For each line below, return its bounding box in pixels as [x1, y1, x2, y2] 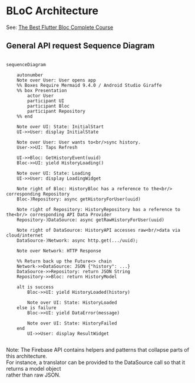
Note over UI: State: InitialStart [16, 124, 104, 129]
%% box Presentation [16, 87, 67, 93]
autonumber [16, 72, 44, 78]
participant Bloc [27, 103, 70, 109]
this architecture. [6, 352, 47, 359]
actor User [27, 93, 54, 99]
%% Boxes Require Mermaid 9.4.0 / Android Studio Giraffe [16, 82, 162, 88]
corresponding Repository [6, 191, 70, 197]
